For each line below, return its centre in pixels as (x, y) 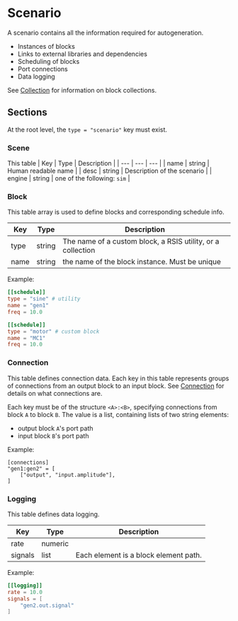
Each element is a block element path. (138, 555)
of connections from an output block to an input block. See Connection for (116, 386)
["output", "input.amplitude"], (68, 475)
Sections (27, 112)
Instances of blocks (46, 46)
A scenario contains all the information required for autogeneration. (106, 33)
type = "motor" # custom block (53, 331)
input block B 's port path (53, 435)
